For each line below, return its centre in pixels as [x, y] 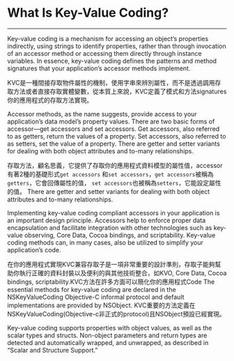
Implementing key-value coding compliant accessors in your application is [114, 213]
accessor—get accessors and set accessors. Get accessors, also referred [114, 129]
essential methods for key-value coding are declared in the [92, 289]
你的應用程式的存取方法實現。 [50, 100]
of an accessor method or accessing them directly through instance [104, 53]
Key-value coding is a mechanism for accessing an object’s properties [108, 38]
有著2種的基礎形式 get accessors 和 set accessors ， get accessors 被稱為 [110, 174]
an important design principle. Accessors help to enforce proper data [107, 220]
